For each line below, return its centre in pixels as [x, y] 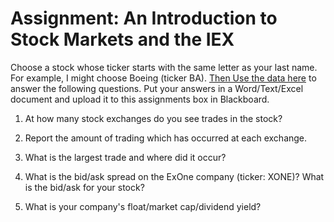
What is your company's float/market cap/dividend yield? [143, 206]
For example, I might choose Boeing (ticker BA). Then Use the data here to [163, 78]
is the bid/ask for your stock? [84, 187]
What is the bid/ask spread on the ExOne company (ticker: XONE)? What [174, 176]
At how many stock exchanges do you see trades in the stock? [153, 118]
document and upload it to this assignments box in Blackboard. [140, 99]
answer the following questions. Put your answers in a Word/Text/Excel [157, 88]
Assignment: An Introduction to [144, 18]
